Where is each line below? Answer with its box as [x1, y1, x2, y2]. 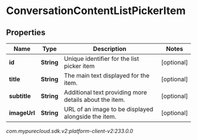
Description [93, 45, 127, 53]
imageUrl [9, 109, 35, 117]
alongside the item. [64, 112, 117, 121]
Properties [6, 28, 46, 37]
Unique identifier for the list [64, 54, 140, 63]
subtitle [9, 92, 31, 100]
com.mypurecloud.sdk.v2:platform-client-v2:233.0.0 [6, 128, 134, 134]
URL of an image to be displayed [64, 105, 154, 113]
